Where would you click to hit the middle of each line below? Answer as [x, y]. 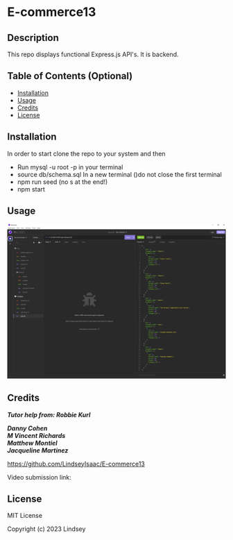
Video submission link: [39, 477]
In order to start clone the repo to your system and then [86, 153]
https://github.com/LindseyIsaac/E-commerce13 [76, 464]
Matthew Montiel [32, 443]
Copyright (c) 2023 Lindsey [46, 529]
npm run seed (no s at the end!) [62, 182]
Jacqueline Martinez [38, 450]
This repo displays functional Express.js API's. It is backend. [93, 54]
